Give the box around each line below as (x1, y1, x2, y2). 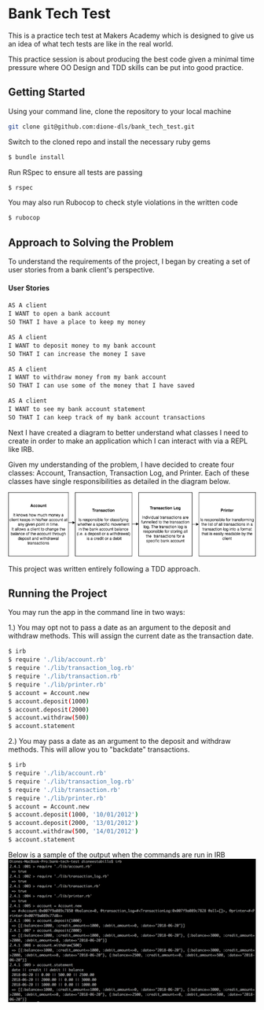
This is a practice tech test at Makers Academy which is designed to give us (8, 31, 255, 40)
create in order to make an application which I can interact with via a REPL (8, 436, 248, 446)
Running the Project (8, 587, 108, 601)
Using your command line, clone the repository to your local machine (8, 106, 232, 116)
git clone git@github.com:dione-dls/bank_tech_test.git (8, 123, 195, 131)
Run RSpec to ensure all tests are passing (8, 167, 143, 177)
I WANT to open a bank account (8, 310, 111, 318)
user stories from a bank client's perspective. (8, 265, 155, 275)
